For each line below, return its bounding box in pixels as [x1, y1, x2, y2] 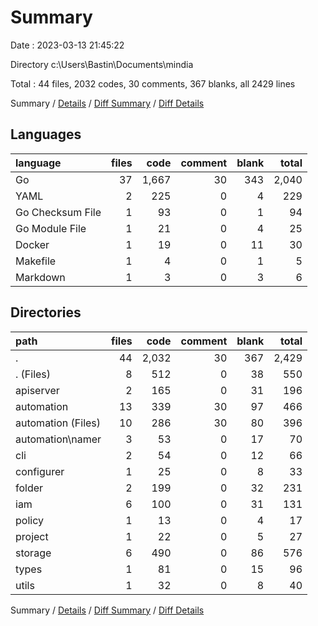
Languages [10, 126, 82, 143]
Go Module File [15, 221, 87, 235]
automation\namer [15, 432, 102, 446]
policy [15, 513, 44, 527]
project [15, 529, 49, 543]
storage [15, 546, 52, 560]
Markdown [15, 270, 66, 284]
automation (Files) [15, 416, 102, 430]
